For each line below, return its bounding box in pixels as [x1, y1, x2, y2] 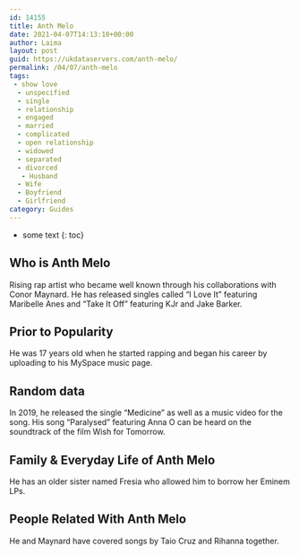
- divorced [17, 163, 58, 172]
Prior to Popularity [9, 324, 114, 339]
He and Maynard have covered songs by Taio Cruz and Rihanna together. [9, 535, 279, 546]
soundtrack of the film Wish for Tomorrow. [9, 427, 166, 438]
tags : [9, 72, 30, 81]
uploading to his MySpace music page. [9, 358, 154, 369]
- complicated [17, 130, 70, 139]
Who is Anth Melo [9, 256, 111, 271]
